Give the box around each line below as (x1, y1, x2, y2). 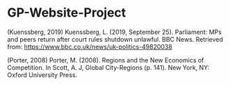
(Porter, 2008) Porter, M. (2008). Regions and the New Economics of (7, 55, 204, 64)
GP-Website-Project (7, 5, 126, 21)
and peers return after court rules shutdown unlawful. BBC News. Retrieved (7, 35, 224, 43)
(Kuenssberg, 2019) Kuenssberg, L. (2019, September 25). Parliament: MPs (7, 28, 222, 36)
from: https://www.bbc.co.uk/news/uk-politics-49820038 (7, 42, 172, 51)
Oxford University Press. (7, 71, 78, 79)
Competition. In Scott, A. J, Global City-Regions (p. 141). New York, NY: (7, 63, 210, 71)
